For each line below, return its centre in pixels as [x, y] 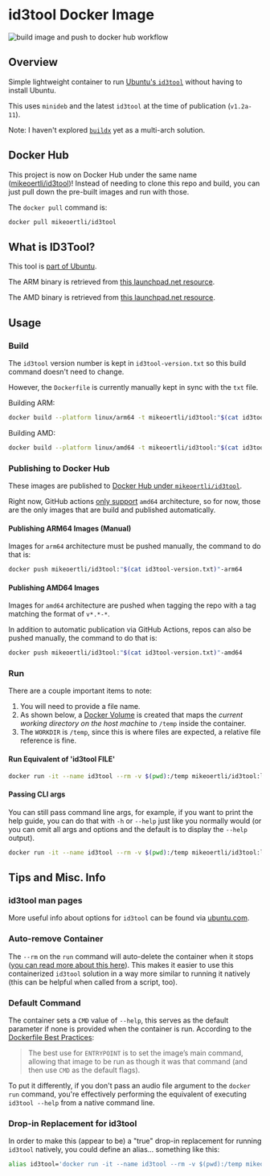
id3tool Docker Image [82, 15]
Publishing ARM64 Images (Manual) [70, 528]
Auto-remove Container [56, 939]
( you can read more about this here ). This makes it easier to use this [121, 965]
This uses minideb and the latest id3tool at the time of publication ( [119, 105]
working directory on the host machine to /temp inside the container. [133, 723]
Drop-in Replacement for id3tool [73, 1123]
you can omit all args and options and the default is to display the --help [128, 829]
